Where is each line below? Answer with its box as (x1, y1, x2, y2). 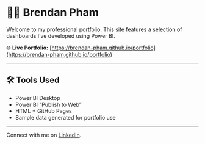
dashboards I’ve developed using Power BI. (6, 32, 115, 39)
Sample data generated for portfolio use (15, 113, 116, 121)
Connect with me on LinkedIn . (6, 131, 82, 139)
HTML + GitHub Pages (15, 107, 72, 115)
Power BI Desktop (15, 94, 60, 101)
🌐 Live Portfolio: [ (6, 44, 52, 51)
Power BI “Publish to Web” (15, 101, 82, 108)
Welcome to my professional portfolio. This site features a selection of (6, 26, 182, 33)
